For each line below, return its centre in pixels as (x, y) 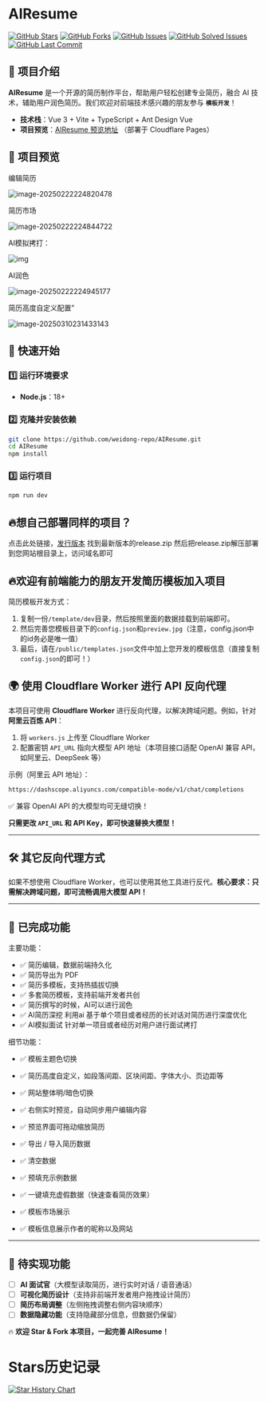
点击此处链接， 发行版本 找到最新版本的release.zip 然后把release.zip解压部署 (134, 544)
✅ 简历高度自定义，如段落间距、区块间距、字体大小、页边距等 (122, 1076)
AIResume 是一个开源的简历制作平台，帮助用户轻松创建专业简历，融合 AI (129, 92)
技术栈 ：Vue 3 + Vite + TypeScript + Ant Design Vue (106, 119)
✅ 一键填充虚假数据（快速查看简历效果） (87, 1195)
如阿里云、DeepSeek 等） (62, 757)
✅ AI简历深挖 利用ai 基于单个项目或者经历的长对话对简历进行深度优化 (133, 1015)
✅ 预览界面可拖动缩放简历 (62, 1127)
